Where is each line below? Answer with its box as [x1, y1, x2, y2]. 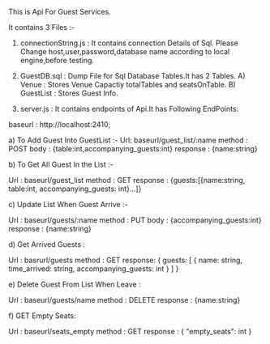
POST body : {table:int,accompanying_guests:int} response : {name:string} [8, 144, 258, 153]
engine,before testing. [19, 56, 95, 65]
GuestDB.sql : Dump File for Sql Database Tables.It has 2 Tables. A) [19, 71, 246, 80]
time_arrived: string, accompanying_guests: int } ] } [8, 264, 179, 274]
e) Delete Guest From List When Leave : [8, 279, 141, 289]
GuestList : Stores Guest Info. [19, 88, 119, 98]
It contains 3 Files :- [8, 23, 75, 32]
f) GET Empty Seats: [8, 311, 76, 321]
